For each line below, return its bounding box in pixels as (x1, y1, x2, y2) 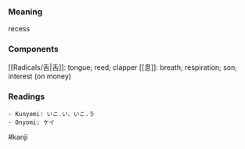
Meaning (8, 6, 43, 17)
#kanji (8, 132, 28, 141)
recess (8, 24, 31, 34)
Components (8, 44, 59, 55)
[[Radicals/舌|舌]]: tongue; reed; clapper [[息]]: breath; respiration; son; (8, 62, 237, 72)
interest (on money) (8, 71, 72, 81)
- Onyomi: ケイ (8, 118, 56, 126)
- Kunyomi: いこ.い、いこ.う (8, 110, 95, 118)
